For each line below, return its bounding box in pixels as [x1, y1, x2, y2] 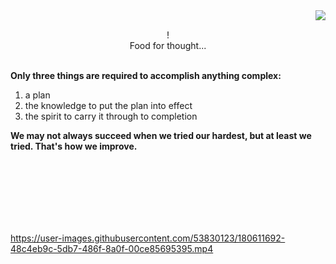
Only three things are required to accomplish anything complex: [10, 70, 282, 81]
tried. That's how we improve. [10, 140, 138, 152]
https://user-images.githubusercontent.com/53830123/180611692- [10, 232, 286, 244]
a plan [24, 89, 51, 101]
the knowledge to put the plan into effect [24, 100, 193, 111]
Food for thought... [129, 40, 207, 51]
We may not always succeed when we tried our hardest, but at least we [10, 130, 312, 141]
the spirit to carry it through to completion [24, 110, 198, 122]
